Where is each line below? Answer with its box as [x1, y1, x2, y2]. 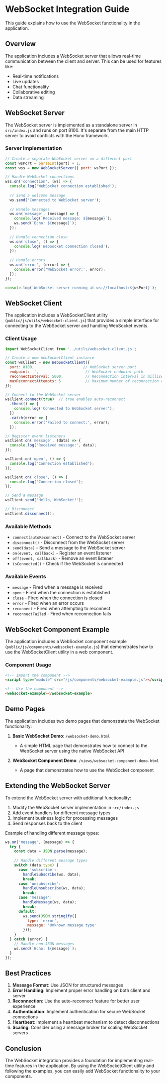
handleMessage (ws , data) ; [23, 900, 77, 905]
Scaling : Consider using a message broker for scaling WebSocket [12, 1024, 148, 1031]
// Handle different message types [14, 858, 88, 863]
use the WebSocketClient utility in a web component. [5, 649, 113, 655]
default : [18, 909, 37, 914]
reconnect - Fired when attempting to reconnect [12, 606, 111, 612]
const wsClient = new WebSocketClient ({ [5, 360, 90, 365]
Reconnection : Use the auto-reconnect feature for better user [12, 998, 140, 1004]
